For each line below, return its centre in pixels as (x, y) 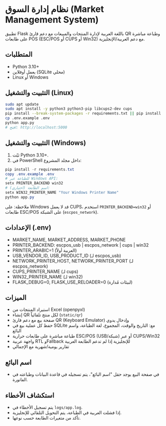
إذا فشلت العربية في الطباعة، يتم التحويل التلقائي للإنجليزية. (67, 413)
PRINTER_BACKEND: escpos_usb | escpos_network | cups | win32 (81, 245)
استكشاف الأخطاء (30, 395)
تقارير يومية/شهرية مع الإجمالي (41, 347)
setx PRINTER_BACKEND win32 (34, 183)
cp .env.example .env (28, 118)
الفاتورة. (20, 380)
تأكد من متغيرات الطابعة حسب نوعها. (46, 418)
